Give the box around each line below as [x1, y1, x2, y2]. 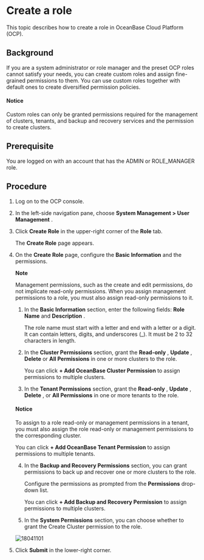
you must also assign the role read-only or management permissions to [15, 425, 194, 432]
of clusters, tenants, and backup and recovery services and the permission [6, 117, 194, 125]
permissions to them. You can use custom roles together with [27, 77, 180, 84]
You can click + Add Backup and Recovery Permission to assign [24, 498, 187, 505]
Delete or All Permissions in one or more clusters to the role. [24, 355, 177, 362]
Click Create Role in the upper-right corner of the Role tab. [15, 227, 163, 234]
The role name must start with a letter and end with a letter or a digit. [24, 324, 196, 331]
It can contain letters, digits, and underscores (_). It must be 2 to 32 [24, 330, 193, 338]
